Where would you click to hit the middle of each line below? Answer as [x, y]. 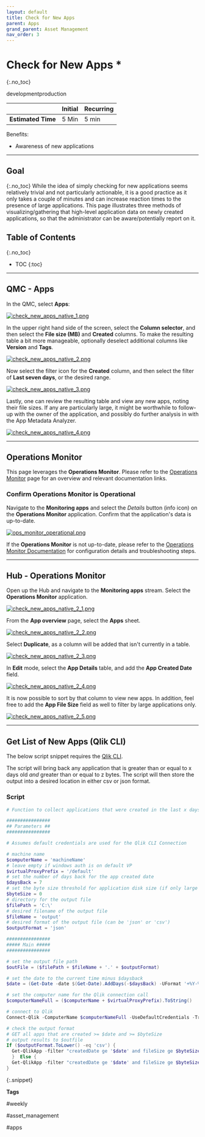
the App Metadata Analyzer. [41, 420]
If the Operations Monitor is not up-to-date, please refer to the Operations [100, 544]
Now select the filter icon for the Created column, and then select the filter [100, 371]
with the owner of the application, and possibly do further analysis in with [106, 414]
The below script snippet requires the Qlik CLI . [65, 757]
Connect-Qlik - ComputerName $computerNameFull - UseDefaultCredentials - [101, 1017]
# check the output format [41, 1028]
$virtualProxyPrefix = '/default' [50, 871]
